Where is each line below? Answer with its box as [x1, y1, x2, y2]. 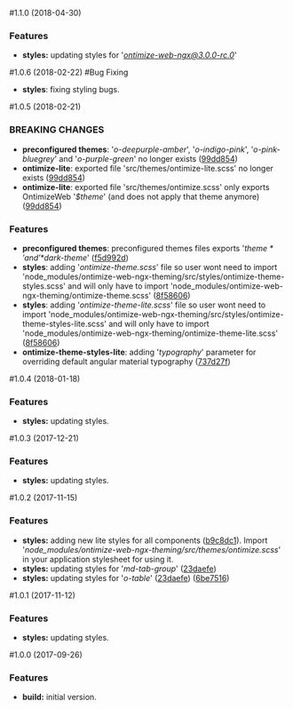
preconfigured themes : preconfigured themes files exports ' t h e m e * [21, 243, 273, 253]
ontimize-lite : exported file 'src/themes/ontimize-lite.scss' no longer [21, 163, 273, 173]
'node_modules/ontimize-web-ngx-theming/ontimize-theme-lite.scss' [21, 328, 278, 339]
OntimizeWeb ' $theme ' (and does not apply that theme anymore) [21, 191, 260, 202]
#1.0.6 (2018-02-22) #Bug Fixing [9, 67, 129, 78]
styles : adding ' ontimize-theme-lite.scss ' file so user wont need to [21, 299, 266, 310]
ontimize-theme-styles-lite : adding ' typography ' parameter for [21, 347, 257, 357]
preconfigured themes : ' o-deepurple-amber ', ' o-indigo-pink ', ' [21, 144, 254, 155]
